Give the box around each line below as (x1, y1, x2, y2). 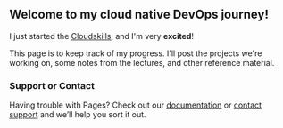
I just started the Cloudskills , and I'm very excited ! (9, 30, 195, 41)
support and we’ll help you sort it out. (9, 109, 146, 120)
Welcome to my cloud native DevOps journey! (9, 7, 270, 22)
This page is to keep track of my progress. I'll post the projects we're (9, 48, 262, 59)
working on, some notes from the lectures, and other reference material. (9, 57, 275, 68)
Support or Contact (9, 79, 96, 92)
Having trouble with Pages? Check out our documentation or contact (9, 100, 262, 110)
